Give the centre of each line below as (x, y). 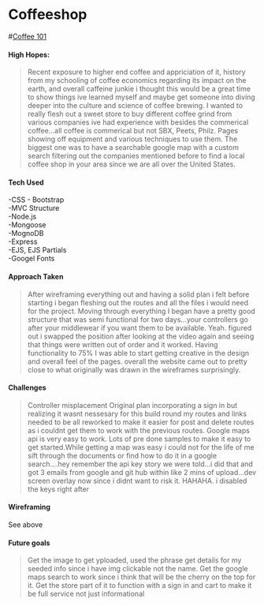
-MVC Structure (34, 208)
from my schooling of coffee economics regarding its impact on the (137, 80)
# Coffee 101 (28, 36)
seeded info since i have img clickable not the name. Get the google (138, 569)
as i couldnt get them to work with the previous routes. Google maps (139, 430)
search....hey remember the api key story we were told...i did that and (140, 464)
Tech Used (26, 182)
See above (26, 524)
